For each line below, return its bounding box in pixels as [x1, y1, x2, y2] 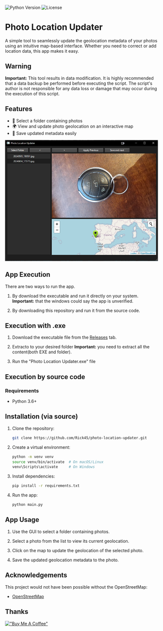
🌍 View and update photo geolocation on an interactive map [12, 123, 133, 129]
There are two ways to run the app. [5, 283, 75, 289]
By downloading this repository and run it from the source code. [12, 307, 140, 313]
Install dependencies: [12, 473, 55, 479]
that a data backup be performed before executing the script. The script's [5, 80, 153, 86]
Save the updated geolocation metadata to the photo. [12, 557, 119, 563]
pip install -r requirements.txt [12, 483, 80, 488]
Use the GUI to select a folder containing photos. [12, 529, 110, 535]
